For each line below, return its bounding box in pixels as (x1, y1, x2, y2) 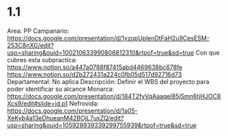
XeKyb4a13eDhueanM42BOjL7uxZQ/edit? (7, 113, 124, 122)
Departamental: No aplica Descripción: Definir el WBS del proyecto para (7, 77, 210, 85)
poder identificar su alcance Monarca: (7, 85, 115, 93)
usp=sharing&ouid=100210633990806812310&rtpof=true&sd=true (7, 49, 195, 57)
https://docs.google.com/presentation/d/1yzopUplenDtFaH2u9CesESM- (7, 33, 210, 42)
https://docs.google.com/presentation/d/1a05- (7, 107, 138, 115)
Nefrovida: (69, 99, 99, 107)
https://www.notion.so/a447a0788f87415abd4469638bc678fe (7, 63, 183, 71)
